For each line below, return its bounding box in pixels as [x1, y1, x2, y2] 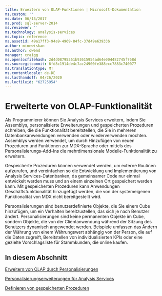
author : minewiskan [5, 43, 45, 48]
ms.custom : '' [5, 12, 34, 17]
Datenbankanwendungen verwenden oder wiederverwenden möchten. [5, 132, 148, 138]
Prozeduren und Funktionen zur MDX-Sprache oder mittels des [5, 142, 132, 149]
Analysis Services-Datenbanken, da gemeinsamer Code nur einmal [5, 173, 140, 178]
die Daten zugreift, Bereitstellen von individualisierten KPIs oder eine [5, 234, 143, 240]
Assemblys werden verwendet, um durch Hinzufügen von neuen [5, 138, 135, 143]
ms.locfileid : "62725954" [5, 79, 58, 84]
